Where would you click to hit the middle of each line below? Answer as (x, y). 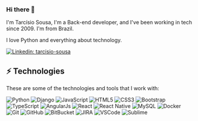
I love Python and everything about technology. (64, 40)
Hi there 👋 (21, 9)
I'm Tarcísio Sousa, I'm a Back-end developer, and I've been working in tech (99, 23)
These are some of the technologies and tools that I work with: (83, 88)
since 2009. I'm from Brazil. (40, 28)
